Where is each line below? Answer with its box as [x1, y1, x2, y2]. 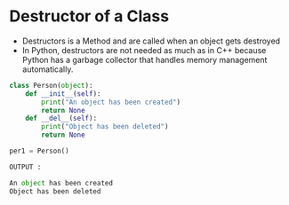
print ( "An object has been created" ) [41, 98, 181, 106]
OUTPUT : [9, 162, 42, 171]
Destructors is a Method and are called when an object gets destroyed [21, 35, 281, 46]
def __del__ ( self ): [25, 114, 98, 123]
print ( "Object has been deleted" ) [41, 122, 169, 131]
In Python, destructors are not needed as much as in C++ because [21, 44, 267, 55]
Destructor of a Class [9, 6, 170, 27]
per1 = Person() [9, 146, 69, 156]
